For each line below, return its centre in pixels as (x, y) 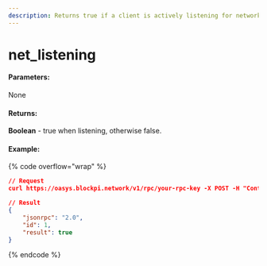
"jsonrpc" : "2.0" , (53, 218)
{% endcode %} (35, 255)
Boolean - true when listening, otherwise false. (85, 131)
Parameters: (29, 77)
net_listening (52, 54)
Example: (24, 148)
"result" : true (48, 232)
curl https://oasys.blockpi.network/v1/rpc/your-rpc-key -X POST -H (124, 189)
